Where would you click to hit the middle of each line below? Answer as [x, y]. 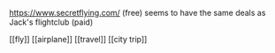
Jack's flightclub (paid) [51, 22]
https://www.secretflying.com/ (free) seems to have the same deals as [137, 13]
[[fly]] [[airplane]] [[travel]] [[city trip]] [78, 39]
